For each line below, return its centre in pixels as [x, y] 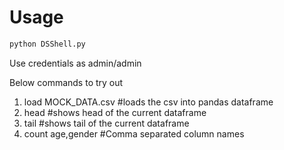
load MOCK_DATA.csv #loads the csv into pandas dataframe [148, 102]
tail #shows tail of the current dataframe [106, 123]
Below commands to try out [66, 82]
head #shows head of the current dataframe [115, 112]
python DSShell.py [47, 44]
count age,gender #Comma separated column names [134, 133]
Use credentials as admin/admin [75, 63]
